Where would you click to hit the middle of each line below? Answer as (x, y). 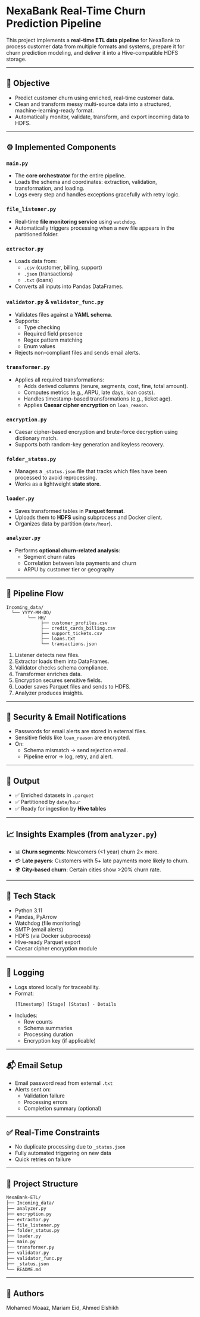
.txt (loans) (38, 280)
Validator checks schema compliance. (61, 667)
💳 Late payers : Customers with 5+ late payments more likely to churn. (102, 861)
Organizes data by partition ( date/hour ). (63, 523)
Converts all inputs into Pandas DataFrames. (69, 286)
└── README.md (24, 1269)
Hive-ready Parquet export (48, 942)
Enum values (39, 346)
